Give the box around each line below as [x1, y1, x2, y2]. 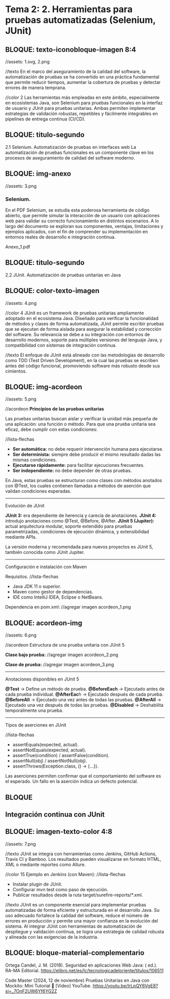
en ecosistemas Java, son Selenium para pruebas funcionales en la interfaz [5, 100, 163, 106]
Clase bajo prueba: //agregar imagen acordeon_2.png [5, 652, 118, 658]
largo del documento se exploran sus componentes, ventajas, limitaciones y [5, 223, 163, 229]
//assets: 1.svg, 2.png [5, 59, 50, 64]
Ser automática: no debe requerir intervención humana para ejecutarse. [12, 446, 163, 452]
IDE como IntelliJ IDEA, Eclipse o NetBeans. [12, 594, 104, 601]
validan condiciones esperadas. [5, 488, 72, 494]
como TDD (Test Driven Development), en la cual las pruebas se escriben [5, 357, 158, 363]
